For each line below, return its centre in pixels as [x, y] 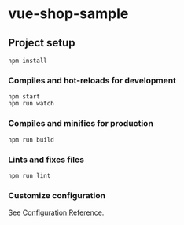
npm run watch [31, 104]
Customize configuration [57, 195]
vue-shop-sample [68, 14]
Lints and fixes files [46, 160]
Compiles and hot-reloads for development [92, 80]
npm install [28, 61]
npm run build [31, 140]
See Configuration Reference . [56, 212]
